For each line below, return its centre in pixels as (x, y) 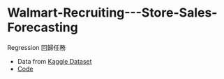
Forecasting (43, 27)
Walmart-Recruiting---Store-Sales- (112, 13)
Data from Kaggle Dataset (54, 61)
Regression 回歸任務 (37, 47)
